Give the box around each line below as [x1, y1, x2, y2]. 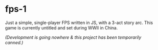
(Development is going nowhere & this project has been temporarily [5, 34, 142, 40]
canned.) [5, 39, 23, 45]
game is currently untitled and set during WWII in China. [5, 25, 118, 30]
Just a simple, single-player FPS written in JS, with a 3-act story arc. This [5, 20, 153, 25]
